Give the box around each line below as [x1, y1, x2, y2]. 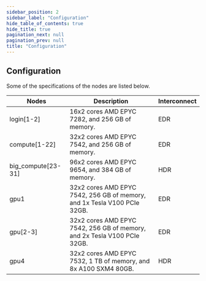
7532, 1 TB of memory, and [69, 256, 150, 265]
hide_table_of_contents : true [6, 20, 84, 26]
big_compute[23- [9, 161, 61, 170]
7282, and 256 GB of [69, 115, 132, 123]
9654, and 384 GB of [69, 165, 132, 174]
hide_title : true [6, 26, 51, 33]
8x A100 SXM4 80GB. [69, 264, 134, 273]
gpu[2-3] [9, 228, 38, 236]
